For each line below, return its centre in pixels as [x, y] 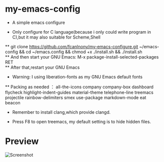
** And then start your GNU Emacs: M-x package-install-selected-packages [82, 57]
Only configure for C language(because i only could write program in [82, 32]
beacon [13, 102]
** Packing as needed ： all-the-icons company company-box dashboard [79, 87]
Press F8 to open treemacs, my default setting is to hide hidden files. [82, 121]
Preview [22, 141]
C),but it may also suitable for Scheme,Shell [56, 37]
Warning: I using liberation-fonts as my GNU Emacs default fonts [77, 77]
